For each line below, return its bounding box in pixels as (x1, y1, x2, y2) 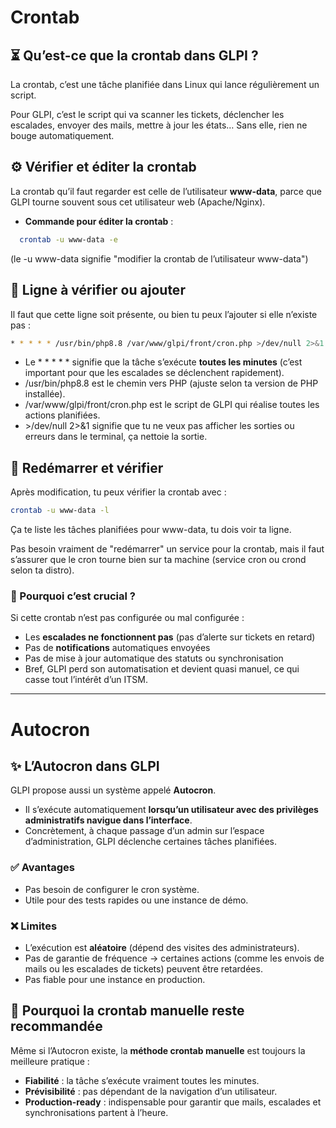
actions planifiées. (24, 409, 101, 421)
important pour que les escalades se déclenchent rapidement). (24, 367, 285, 379)
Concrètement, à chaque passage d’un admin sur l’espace (24, 825, 265, 837)
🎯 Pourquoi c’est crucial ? (10, 589, 136, 603)
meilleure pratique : (10, 1055, 90, 1067)
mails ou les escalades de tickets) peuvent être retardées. (24, 962, 263, 975)
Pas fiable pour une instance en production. (24, 973, 206, 985)
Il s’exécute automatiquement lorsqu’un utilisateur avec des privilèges (24, 804, 319, 816)
